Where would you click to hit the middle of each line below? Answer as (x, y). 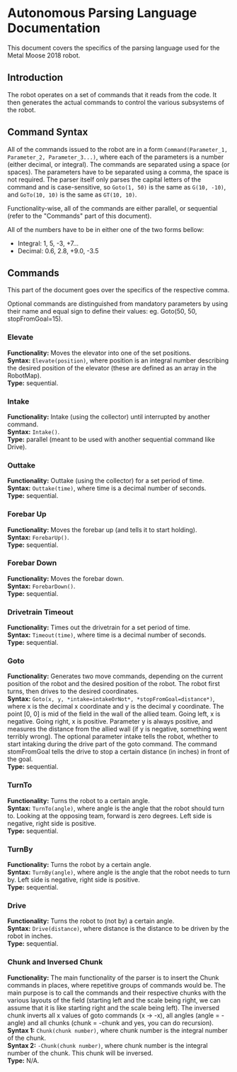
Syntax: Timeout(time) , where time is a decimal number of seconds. (107, 635)
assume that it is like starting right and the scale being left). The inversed (114, 1007)
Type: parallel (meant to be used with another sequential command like (111, 439)
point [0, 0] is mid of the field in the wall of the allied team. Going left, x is (114, 714)
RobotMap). (24, 375)
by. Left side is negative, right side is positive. (74, 880)
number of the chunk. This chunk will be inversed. (80, 1053)
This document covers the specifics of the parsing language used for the (114, 48)
